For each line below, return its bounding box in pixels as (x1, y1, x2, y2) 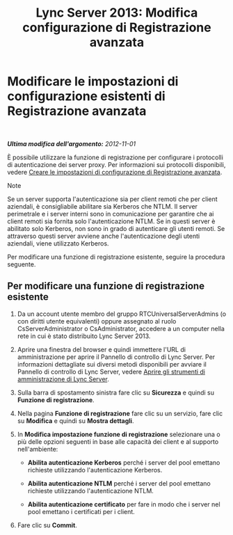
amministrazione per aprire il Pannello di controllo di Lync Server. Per (17, 353, 216, 361)
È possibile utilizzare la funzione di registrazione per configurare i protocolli (7, 153, 224, 161)
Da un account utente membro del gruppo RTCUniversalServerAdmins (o (17, 310, 227, 318)
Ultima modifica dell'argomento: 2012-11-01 (7, 139, 136, 147)
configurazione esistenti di (7, 88, 166, 104)
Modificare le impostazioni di (7, 74, 179, 90)
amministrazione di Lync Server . (17, 374, 110, 383)
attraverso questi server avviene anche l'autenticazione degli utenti (7, 232, 200, 240)
